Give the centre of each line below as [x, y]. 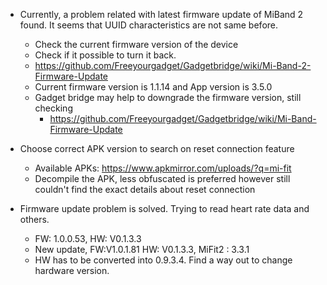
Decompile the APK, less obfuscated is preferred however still [162, 178]
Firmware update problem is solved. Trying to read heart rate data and [164, 208]
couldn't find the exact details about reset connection [145, 189]
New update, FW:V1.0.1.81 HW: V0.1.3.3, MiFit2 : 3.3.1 [142, 249]
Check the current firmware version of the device [136, 44]
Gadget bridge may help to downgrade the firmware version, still [168, 97]
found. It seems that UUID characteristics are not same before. [149, 25]
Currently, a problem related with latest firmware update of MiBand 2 [161, 14]
